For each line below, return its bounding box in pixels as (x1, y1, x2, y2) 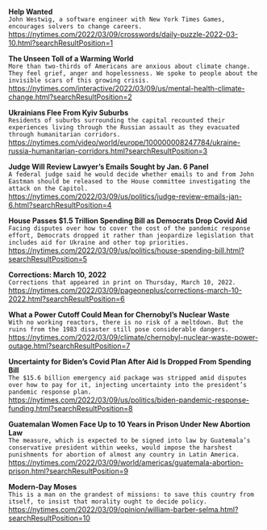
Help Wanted (8, 7, 53, 16)
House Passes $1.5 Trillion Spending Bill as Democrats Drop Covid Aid (8, 216, 248, 225)
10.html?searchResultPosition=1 (8, 38, 114, 48)
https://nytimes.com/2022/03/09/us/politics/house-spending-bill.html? (8, 246, 244, 255)
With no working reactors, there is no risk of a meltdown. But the (8, 318, 244, 326)
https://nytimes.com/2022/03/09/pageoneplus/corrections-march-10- (8, 286, 242, 295)
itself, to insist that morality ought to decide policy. (8, 498, 207, 506)
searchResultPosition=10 (8, 513, 91, 523)
